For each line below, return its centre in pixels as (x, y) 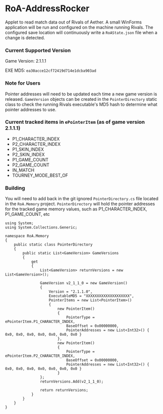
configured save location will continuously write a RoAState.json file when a (81, 32)
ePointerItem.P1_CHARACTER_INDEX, (40, 322)
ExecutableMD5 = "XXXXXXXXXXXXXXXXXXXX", (91, 296)
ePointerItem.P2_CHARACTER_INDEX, (40, 356)
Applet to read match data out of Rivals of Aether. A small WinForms (73, 22)
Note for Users (23, 83)
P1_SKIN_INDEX (28, 149)
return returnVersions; (64, 390)
